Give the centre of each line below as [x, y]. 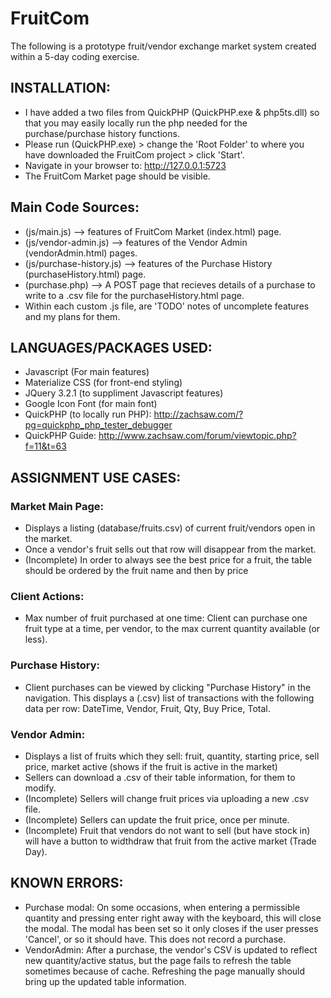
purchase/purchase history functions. [102, 133]
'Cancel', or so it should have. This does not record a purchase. [155, 939]
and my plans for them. [72, 316]
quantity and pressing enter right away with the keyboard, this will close [173, 918]
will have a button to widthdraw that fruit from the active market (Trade [170, 841]
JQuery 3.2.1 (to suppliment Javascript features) [124, 393]
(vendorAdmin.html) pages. [81, 253]
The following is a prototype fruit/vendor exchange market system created [163, 46]
